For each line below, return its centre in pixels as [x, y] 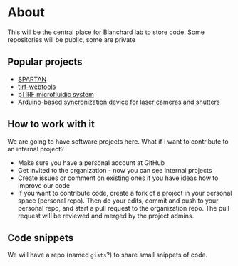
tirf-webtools [37, 87]
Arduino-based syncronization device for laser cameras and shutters [119, 102]
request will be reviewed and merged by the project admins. [106, 216]
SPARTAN [32, 79]
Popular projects [45, 62]
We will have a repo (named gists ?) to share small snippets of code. [108, 255]
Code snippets [40, 238]
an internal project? [36, 149]
